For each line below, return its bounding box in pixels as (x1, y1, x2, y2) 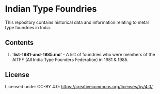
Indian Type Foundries (5, 3, 97, 15)
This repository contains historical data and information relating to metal (5, 19, 149, 25)
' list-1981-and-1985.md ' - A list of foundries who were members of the (12, 51, 155, 57)
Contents (5, 39, 34, 47)
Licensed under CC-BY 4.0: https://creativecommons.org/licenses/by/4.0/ (5, 83, 153, 89)
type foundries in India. (5, 24, 51, 30)
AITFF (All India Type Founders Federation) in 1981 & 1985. (12, 57, 128, 63)
